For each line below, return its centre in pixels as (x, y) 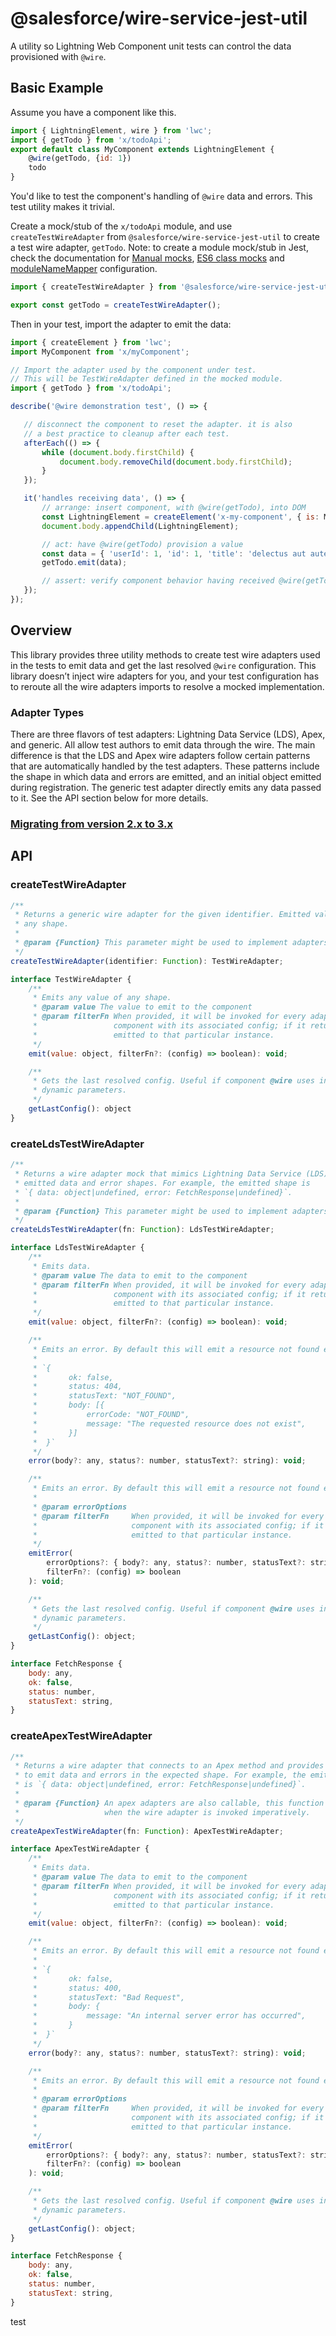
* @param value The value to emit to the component (142, 1007)
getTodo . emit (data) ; (84, 563)
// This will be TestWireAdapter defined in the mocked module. (147, 379)
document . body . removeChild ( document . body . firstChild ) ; (176, 462)
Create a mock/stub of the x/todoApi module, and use (121, 226)
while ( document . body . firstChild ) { (118, 452)
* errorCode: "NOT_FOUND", (111, 1415)
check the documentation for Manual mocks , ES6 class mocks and (147, 258)
